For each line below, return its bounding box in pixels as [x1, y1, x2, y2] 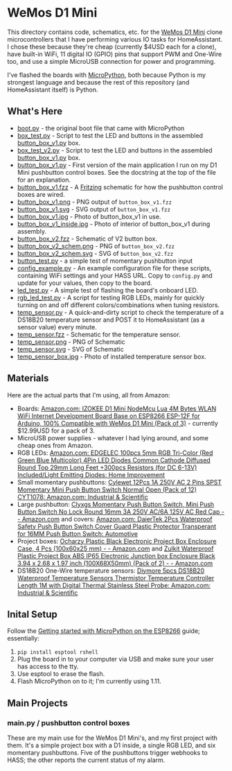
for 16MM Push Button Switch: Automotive [17, 529, 139, 538]
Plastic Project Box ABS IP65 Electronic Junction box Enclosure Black [17, 551, 216, 560]
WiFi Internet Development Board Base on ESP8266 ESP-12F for [17, 411, 201, 420]
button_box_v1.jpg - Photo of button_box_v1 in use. [17, 212, 161, 220]
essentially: [7, 634, 39, 643]
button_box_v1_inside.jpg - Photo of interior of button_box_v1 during [17, 220, 211, 228]
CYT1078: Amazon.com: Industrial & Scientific [17, 492, 149, 501]
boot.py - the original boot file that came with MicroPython [17, 123, 185, 132]
